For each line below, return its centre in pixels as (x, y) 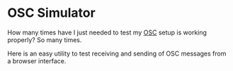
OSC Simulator (51, 13)
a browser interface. (37, 60)
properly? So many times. (45, 39)
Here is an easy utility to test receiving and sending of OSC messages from (117, 53)
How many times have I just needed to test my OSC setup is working (107, 32)
